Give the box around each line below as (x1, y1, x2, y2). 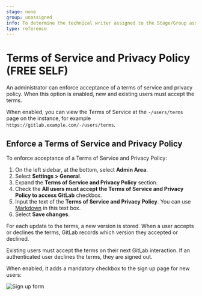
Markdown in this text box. (14, 205, 81, 211)
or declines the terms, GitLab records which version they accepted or (6, 229, 179, 236)
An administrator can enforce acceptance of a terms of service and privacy (6, 84, 193, 91)
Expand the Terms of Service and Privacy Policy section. (14, 179, 158, 186)
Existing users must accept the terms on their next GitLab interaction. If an (6, 247, 191, 254)
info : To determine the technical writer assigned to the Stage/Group (6, 20, 187, 26)
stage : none (6, 8, 36, 15)
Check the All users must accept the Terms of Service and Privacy (14, 186, 184, 192)
